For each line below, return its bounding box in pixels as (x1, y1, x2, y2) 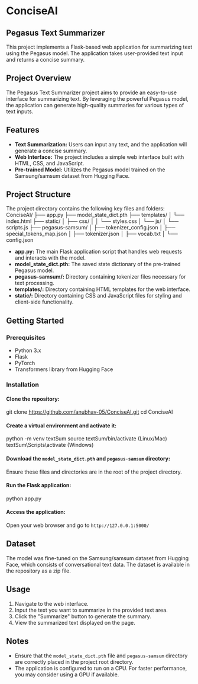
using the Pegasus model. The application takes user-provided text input (6, 50, 183, 57)
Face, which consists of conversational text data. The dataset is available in (6, 561, 190, 568)
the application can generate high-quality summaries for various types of (6, 101, 184, 108)
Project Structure (6, 190, 71, 200)
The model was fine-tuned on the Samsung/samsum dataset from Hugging (6, 554, 189, 561)
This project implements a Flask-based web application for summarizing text (6, 43, 193, 50)
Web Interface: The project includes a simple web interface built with (14, 153, 184, 161)
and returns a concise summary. (6, 56, 85, 63)
